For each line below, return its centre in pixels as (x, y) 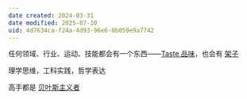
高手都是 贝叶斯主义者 (44, 87)
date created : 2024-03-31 (51, 15)
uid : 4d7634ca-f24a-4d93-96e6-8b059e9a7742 (81, 30)
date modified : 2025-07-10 (53, 23)
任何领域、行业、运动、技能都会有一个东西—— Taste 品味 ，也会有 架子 (123, 54)
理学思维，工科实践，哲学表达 (57, 70)
